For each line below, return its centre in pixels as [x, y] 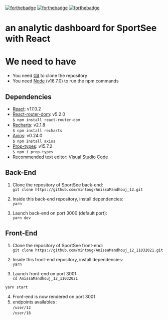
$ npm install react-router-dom [46, 120]
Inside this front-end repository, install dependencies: [68, 259]
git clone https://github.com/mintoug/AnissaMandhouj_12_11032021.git [88, 250]
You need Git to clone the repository [50, 76]
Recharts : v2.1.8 [29, 125]
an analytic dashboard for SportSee [81, 28]
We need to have [41, 62]
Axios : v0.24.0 [27, 135]
